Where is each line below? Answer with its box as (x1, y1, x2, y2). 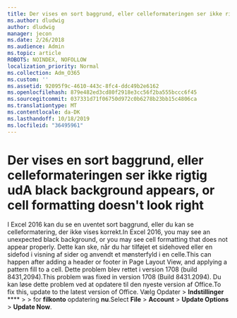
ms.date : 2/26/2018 (7, 37, 65, 44)
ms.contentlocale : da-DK (7, 109, 80, 116)
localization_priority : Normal (7, 63, 99, 70)
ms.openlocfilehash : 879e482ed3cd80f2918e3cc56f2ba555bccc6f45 (7, 89, 197, 96)
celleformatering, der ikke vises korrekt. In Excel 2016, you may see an (7, 228, 210, 236)
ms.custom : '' (7, 75, 49, 83)
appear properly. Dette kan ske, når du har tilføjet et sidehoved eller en (7, 243, 213, 251)
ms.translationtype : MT (7, 102, 78, 109)
